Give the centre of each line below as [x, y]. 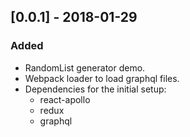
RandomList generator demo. [85, 67]
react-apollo [65, 99]
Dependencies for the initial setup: [95, 89]
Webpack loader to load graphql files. [102, 78]
